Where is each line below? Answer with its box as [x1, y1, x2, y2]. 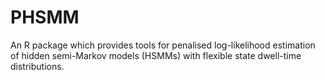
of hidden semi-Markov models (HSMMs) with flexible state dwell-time [10, 49, 302, 61]
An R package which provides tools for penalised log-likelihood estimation [10, 39, 316, 51]
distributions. [10, 60, 65, 72]
